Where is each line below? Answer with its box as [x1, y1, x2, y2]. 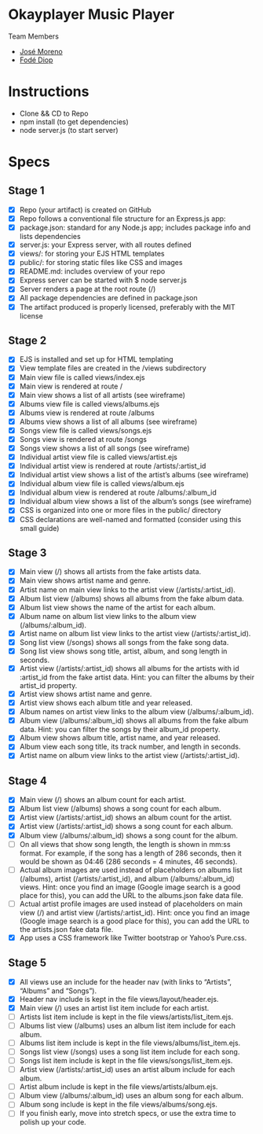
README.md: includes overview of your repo [19, 267, 166, 276]
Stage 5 [8, 956, 47, 970]
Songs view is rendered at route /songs [19, 434, 148, 444]
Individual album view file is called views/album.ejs [19, 479, 184, 488]
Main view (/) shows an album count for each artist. [19, 795, 187, 804]
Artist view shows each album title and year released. [19, 698, 193, 708]
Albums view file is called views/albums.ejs [19, 399, 159, 408]
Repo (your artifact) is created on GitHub [19, 204, 152, 214]
